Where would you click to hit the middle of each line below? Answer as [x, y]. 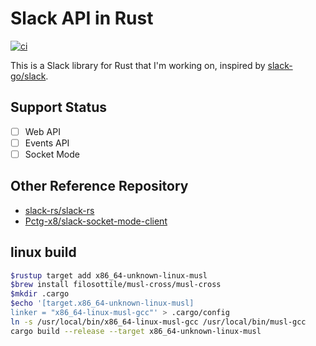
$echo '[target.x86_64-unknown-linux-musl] [102, 303]
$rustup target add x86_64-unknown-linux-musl [109, 275]
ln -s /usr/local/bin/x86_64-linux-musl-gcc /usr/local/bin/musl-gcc [158, 322]
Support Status [59, 107]
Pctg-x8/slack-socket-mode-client [96, 221]
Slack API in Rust [82, 18]
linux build [43, 252]
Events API [47, 143]
